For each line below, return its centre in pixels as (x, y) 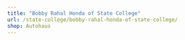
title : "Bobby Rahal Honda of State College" (74, 13)
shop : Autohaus (29, 26)
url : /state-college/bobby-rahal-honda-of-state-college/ (92, 20)
